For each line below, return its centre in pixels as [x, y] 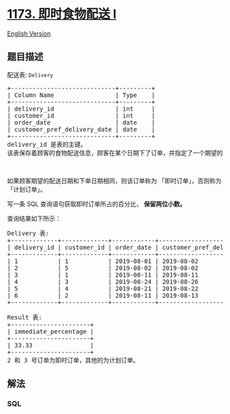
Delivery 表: [28, 233]
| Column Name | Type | [81, 95]
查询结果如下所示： [34, 218]
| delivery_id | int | [81, 108]
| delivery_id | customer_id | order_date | [83, 247]
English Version [29, 33]
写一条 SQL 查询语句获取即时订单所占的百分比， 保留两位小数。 [97, 204]
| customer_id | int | [81, 115]
